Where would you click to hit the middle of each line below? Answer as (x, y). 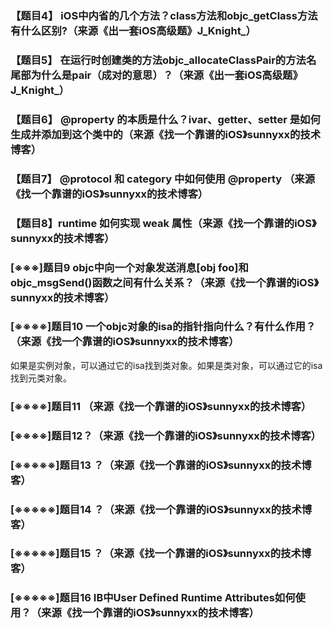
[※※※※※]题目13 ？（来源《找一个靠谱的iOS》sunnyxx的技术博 (161, 465)
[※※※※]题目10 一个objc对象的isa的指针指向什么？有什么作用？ (163, 327)
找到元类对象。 (41, 378)
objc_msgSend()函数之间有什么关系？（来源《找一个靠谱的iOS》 (164, 282)
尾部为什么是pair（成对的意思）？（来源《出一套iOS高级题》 (156, 75)
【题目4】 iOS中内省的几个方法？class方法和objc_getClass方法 (164, 15)
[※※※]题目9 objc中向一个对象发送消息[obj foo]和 (129, 267)
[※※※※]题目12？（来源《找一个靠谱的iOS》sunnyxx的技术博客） (166, 435)
